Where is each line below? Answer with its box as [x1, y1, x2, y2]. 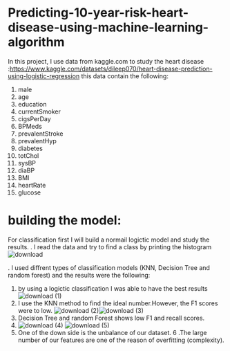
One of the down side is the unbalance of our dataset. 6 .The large [17, 328, 207, 336]
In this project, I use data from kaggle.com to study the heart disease [8, 57, 204, 65]
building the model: [8, 213, 122, 228]
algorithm [8, 35, 65, 50]
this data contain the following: [81, 71, 169, 80]
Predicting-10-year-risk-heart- [8, 5, 189, 21]
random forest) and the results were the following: [8, 271, 151, 279]
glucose [17, 188, 41, 197]
